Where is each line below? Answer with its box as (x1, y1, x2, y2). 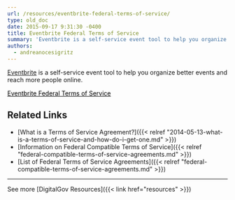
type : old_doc (7, 17, 49, 24)
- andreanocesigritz (13, 49, 73, 56)
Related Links (7, 109, 68, 121)
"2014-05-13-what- (166, 128, 223, 136)
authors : (7, 43, 33, 49)
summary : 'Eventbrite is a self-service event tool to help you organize (7, 36, 227, 43)
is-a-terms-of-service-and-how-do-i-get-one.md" (17, 135, 164, 144)
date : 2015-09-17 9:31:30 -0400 (7, 23, 101, 30)
